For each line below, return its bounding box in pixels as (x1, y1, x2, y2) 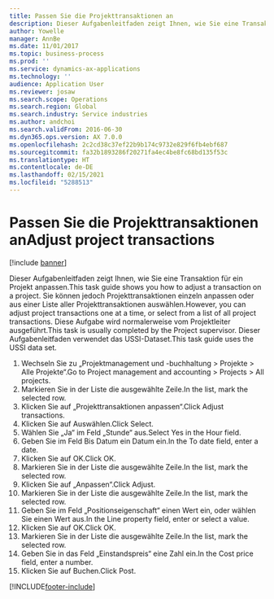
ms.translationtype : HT (9, 155, 90, 164)
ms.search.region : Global (9, 103, 97, 111)
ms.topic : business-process (9, 50, 105, 58)
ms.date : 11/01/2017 (9, 42, 80, 50)
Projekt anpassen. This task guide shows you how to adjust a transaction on (9, 282, 262, 291)
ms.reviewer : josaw (9, 87, 76, 96)
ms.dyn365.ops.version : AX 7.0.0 (9, 133, 123, 141)
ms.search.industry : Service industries (9, 111, 149, 119)
